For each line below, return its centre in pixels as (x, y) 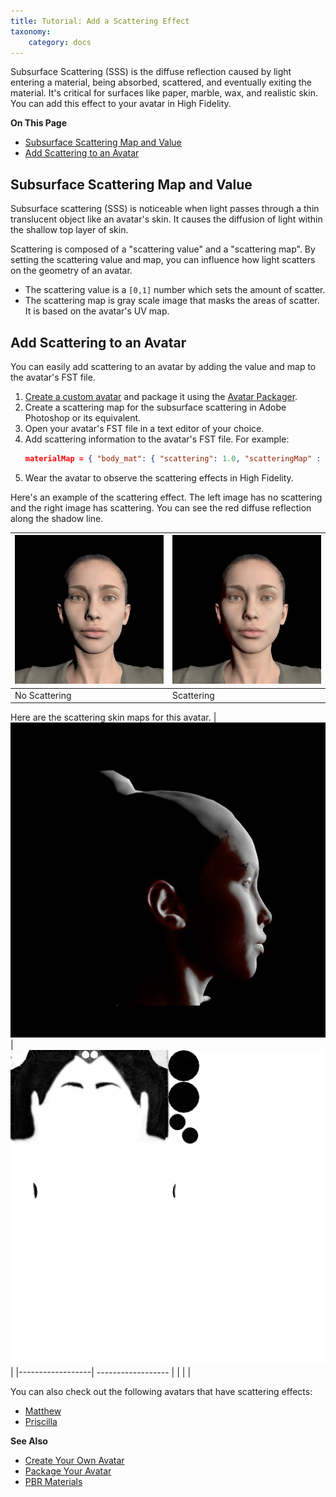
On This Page (39, 123)
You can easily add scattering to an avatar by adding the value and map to (163, 366)
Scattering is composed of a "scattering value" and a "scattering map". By (163, 249)
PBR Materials (53, 1482)
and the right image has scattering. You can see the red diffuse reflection (161, 507)
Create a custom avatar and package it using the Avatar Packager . (161, 396)
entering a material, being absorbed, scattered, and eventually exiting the (161, 82)
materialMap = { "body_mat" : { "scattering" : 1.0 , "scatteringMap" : (173, 459)
